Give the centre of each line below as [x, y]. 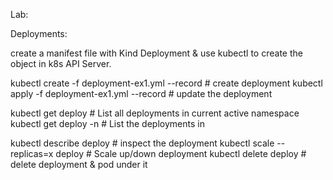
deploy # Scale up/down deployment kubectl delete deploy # [181, 153]
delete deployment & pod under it [79, 164]
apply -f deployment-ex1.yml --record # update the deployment [141, 93]
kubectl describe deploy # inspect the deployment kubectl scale [142, 143]
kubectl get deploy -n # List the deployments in [107, 123]
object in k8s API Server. [61, 63]
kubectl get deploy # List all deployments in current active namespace [155, 113]
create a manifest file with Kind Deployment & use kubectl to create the [156, 53]
